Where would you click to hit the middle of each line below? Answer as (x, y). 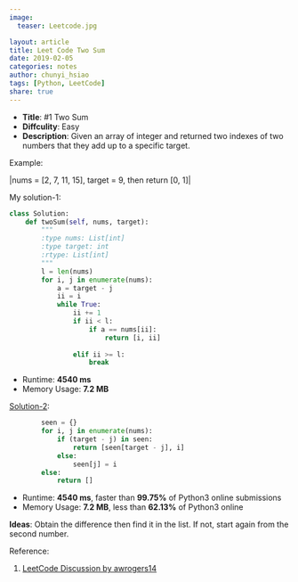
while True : (79, 305)
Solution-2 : (30, 406)
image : (21, 17)
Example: (26, 162)
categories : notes (43, 67)
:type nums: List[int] (83, 238)
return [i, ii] (133, 338)
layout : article (39, 42)
